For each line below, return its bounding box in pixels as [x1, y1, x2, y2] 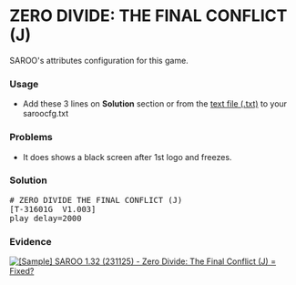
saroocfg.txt [22, 108, 69, 119]
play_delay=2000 [9, 213, 82, 223]
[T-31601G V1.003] [9, 204, 97, 214]
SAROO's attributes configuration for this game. [9, 55, 189, 66]
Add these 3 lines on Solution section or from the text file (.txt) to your [22, 98, 288, 109]
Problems [9, 131, 53, 144]
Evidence [9, 235, 52, 248]
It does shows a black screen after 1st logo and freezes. [22, 151, 232, 162]
